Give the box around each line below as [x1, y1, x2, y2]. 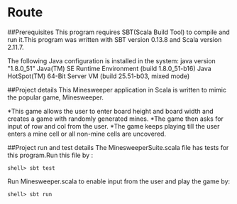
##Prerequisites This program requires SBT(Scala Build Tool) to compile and [7, 28, 231, 36]
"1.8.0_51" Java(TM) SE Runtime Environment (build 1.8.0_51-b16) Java [7, 64, 211, 73]
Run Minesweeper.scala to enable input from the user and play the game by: [7, 177, 231, 186]
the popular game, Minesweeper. [7, 93, 104, 102]
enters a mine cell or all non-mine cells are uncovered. [7, 129, 167, 138]
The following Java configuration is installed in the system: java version [7, 56, 216, 65]
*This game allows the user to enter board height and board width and [7, 107, 214, 115]
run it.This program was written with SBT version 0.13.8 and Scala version [7, 35, 222, 43]
